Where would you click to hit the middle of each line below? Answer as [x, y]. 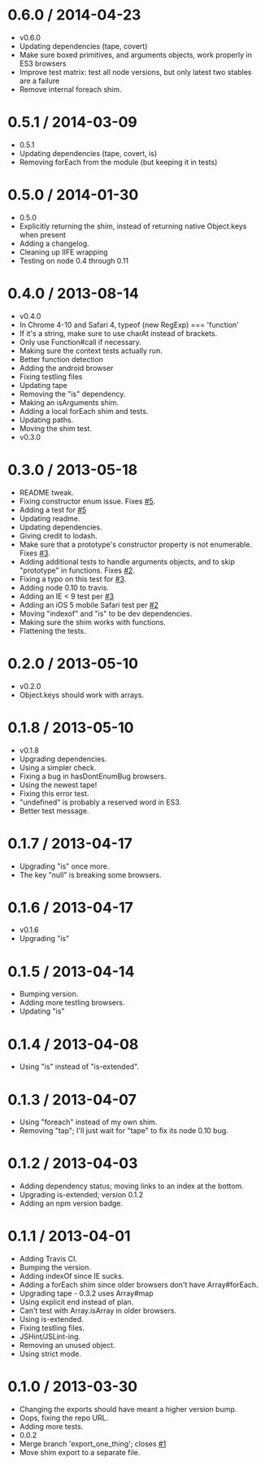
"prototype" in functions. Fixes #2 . [77, 570]
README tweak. [46, 492]
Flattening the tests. [52, 630]
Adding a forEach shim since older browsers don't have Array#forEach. [139, 1285]
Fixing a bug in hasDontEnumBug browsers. [93, 776]
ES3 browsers [43, 63]
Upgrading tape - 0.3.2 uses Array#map [86, 1293]
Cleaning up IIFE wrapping [63, 252]
